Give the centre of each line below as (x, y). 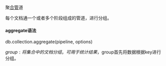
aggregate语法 (21, 30)
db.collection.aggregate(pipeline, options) (49, 42)
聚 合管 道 (14, 7)
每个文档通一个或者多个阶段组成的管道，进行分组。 (58, 18)
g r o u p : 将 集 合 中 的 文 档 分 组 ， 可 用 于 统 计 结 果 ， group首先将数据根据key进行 (83, 52)
